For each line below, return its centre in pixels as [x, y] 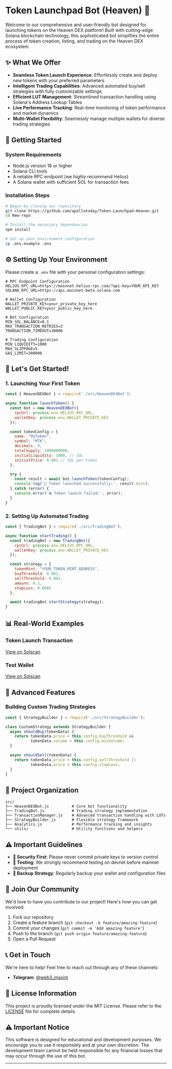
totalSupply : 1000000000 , [42, 451]
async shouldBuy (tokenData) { [42, 732]
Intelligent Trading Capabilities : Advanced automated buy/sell [79, 86]
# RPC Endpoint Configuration [38, 281]
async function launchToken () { [40, 404]
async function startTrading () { [41, 536]
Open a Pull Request [34, 939]
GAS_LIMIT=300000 [24, 353]
